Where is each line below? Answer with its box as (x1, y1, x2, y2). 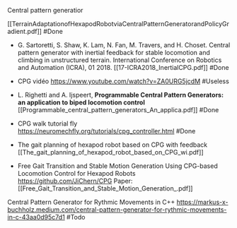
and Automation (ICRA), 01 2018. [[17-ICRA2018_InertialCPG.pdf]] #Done (17, 64, 229, 71)
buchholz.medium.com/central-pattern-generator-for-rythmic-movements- (7, 205, 227, 214)
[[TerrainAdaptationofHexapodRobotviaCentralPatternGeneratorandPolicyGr (7, 20, 230, 28)
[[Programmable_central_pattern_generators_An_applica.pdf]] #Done (17, 106, 219, 114)
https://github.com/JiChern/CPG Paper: (17, 176, 133, 185)
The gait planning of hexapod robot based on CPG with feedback (17, 140, 208, 149)
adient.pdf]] (7, 28, 42, 35)
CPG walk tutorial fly (17, 119, 78, 128)
